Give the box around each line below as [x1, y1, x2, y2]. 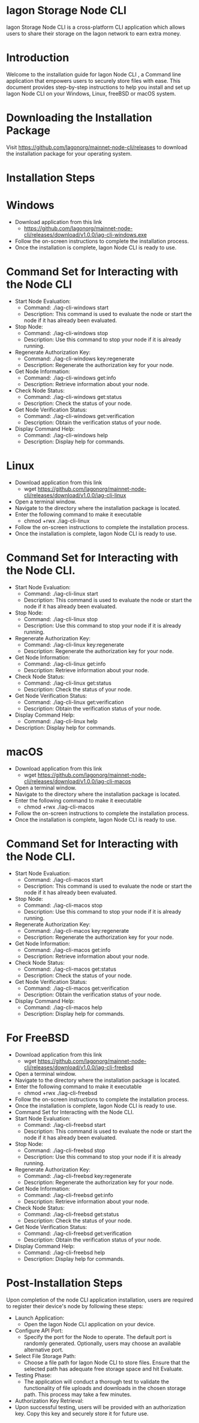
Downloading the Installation [6, 111, 153, 125]
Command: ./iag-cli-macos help [23, 1004, 103, 1011]
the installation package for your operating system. [6, 150, 132, 157]
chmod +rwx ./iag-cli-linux [23, 517, 90, 524]
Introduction [6, 51, 70, 65]
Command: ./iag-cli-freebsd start [23, 1121, 106, 1128]
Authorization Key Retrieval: [14, 1397, 84, 1404]
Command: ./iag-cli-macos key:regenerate [23, 927, 129, 934]
